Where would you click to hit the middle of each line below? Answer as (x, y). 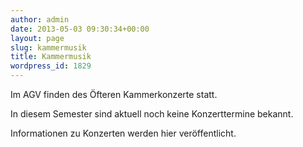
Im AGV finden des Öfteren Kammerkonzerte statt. (114, 94)
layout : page (37, 38)
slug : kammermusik (48, 47)
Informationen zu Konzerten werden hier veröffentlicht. (123, 133)
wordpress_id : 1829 (51, 66)
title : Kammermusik (51, 57)
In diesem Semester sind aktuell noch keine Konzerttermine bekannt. (152, 114)
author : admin (40, 19)
